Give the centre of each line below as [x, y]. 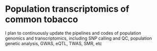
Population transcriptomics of [67, 9]
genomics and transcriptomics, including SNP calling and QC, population [78, 38]
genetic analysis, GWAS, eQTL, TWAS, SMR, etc [53, 43]
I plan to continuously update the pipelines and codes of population [73, 33]
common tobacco [42, 19]
